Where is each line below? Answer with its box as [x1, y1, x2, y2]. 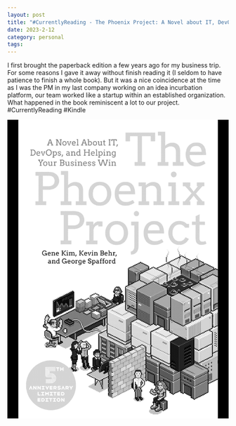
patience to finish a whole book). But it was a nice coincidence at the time [7, 76, 221, 84]
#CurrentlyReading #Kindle [7, 106, 86, 114]
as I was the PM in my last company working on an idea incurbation [7, 84, 203, 92]
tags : [7, 41, 23, 48]
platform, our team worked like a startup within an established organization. [7, 91, 226, 100]
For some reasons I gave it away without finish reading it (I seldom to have [7, 69, 223, 77]
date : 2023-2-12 [7, 26, 55, 33]
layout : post [7, 11, 46, 18]
